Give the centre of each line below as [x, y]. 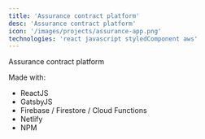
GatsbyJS [36, 102]
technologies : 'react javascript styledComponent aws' [103, 39]
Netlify [31, 119]
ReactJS [34, 93]
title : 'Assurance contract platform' [74, 16]
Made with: [27, 77]
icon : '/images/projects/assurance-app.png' [85, 31]
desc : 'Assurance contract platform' [72, 24]
